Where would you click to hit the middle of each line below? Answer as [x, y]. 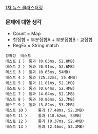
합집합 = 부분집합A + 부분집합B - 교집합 [53, 40]
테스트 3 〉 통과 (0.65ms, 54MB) [38, 72]
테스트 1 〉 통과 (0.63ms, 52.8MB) [40, 61]
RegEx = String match [36, 46]
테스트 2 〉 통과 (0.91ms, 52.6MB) [40, 67]
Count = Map [27, 34]
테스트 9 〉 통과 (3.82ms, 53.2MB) [40, 105]
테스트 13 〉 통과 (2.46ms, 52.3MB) [45, 127]
